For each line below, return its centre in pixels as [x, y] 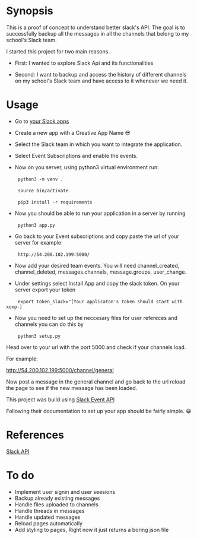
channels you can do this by [49, 324]
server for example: [39, 242]
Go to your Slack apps [42, 121]
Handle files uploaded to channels [57, 504]
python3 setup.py [39, 336]
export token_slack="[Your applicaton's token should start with [100, 302]
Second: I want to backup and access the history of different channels [101, 74]
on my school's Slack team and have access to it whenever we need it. [101, 81]
